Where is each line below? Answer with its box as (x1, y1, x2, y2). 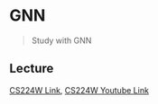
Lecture (9, 61, 54, 76)
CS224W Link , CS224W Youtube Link (9, 84, 149, 95)
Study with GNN (31, 35, 92, 46)
